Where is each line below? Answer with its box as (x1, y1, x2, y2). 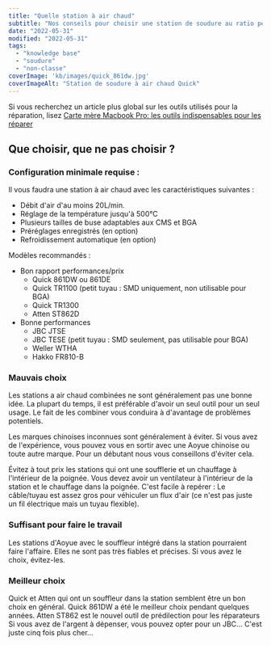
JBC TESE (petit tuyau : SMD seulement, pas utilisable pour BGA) (31, 335, 248, 344)
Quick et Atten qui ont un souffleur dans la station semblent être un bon (8, 593, 246, 603)
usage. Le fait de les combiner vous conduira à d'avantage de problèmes (8, 407, 252, 417)
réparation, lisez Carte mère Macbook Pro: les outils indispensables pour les (8, 110, 262, 120)
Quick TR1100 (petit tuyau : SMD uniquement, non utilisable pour (31, 284, 247, 293)
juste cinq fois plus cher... (8, 628, 94, 638)
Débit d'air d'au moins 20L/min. (19, 200, 125, 210)
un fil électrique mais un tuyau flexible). (8, 499, 140, 509)
